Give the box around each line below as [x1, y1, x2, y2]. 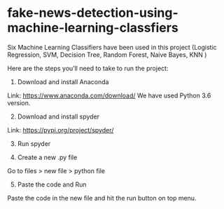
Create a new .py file [17, 153, 78, 161]
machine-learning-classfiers [7, 20, 178, 36]
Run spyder [17, 139, 51, 148]
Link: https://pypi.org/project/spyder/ [7, 126, 114, 134]
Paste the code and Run [17, 180, 87, 189]
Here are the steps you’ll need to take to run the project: [7, 64, 169, 72]
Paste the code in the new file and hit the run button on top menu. [7, 194, 197, 202]
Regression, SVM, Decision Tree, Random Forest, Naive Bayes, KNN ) [7, 50, 207, 59]
